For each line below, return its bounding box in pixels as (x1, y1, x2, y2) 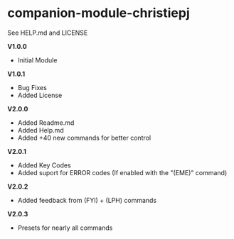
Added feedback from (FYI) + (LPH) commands (17, 196, 157, 204)
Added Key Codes (17, 161, 71, 169)
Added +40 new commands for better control (17, 133, 151, 142)
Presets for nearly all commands (17, 223, 113, 232)
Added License (17, 91, 63, 99)
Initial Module (17, 55, 58, 65)
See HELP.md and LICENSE (7, 28, 88, 37)
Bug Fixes (17, 83, 48, 91)
